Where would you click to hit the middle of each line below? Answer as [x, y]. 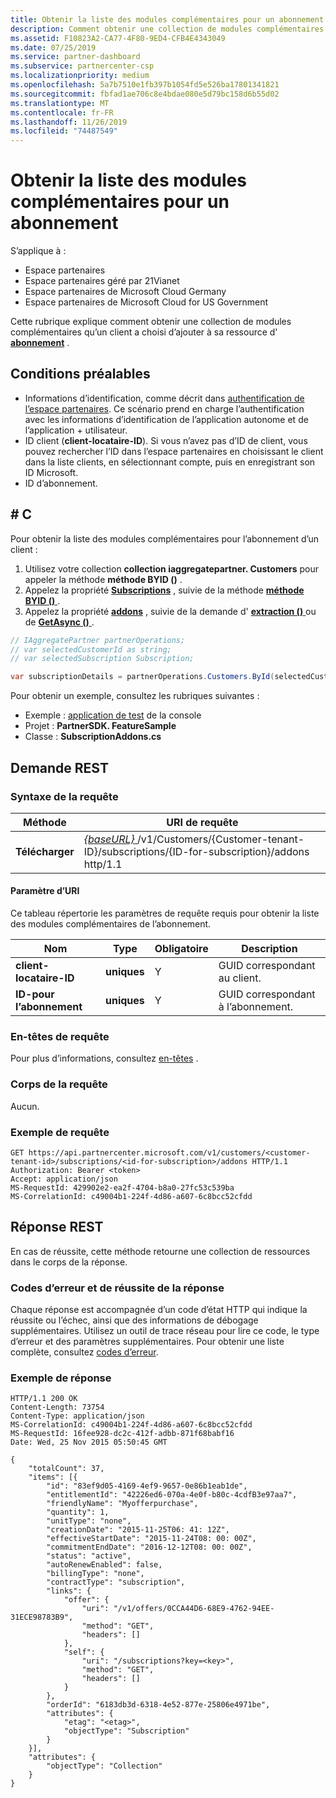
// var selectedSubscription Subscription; [102, 659]
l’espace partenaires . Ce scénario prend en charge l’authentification [164, 408]
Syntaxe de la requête [64, 796]
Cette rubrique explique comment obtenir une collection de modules [151, 322]
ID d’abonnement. [61, 483]
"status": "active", [89, 1556]
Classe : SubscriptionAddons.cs [93, 737]
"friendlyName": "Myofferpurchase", [122, 1504]
